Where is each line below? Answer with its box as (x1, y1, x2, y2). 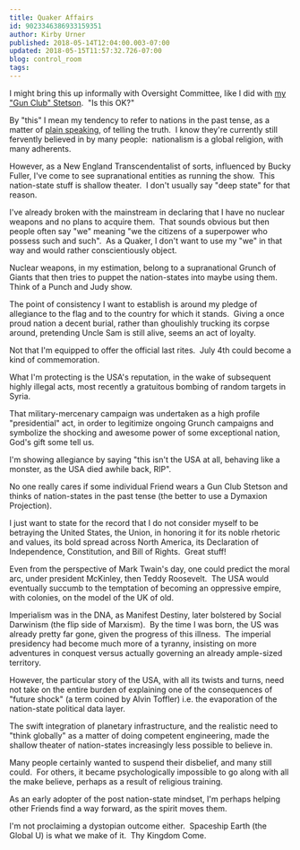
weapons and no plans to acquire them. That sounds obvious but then (9, 216, 270, 227)
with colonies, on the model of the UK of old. (9, 591, 175, 602)
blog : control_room (9, 55, 82, 64)
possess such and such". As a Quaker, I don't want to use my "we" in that (9, 235, 283, 246)
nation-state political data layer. (9, 703, 125, 714)
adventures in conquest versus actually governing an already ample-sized (9, 647, 283, 658)
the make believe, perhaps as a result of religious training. (9, 776, 224, 786)
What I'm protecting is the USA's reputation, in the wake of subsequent (9, 372, 271, 382)
